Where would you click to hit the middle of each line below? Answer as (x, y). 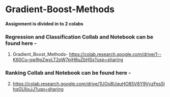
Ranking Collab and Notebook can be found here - (68, 73)
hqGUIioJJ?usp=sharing (38, 89)
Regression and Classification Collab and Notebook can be (79, 37)
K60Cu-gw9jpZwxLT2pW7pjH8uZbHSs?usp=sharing (68, 60)
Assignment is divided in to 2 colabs (44, 23)
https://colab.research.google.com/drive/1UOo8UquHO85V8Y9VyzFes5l (89, 84)
